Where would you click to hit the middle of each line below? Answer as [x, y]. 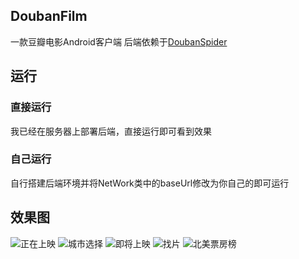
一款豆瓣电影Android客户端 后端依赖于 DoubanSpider [119, 41]
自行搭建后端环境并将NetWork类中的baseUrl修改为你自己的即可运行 [150, 183]
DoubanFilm [49, 16]
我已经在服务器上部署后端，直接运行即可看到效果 [111, 131]
